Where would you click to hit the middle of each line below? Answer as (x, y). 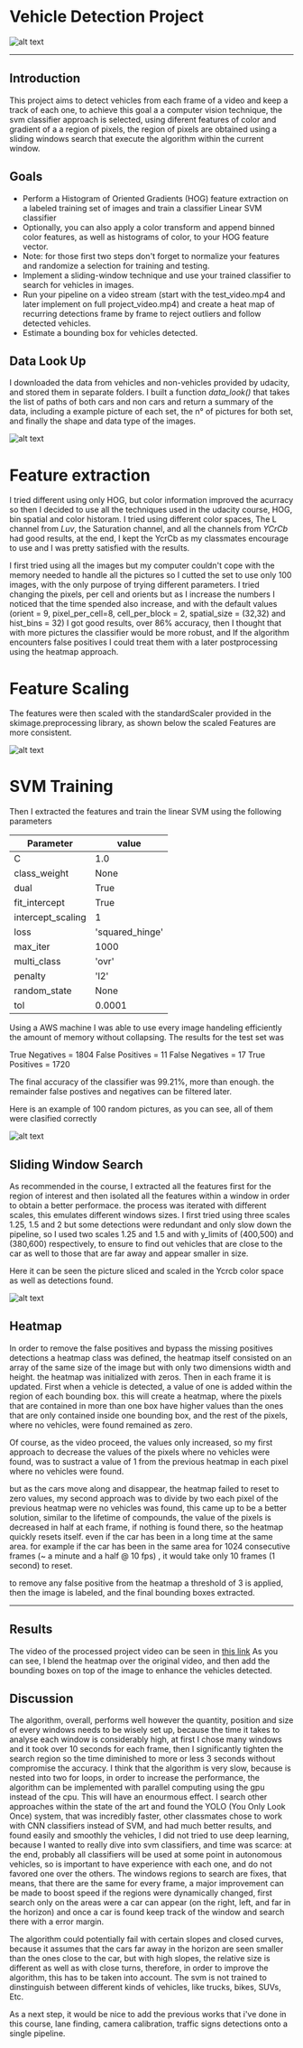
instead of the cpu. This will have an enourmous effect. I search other (138, 1797)
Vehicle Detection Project (107, 17)
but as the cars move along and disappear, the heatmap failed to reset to (144, 1488)
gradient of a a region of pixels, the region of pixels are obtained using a (143, 129)
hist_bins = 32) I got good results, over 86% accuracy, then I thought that (146, 623)
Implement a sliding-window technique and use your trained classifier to (156, 275)
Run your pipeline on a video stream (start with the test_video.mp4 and (154, 294)
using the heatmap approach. (64, 652)
